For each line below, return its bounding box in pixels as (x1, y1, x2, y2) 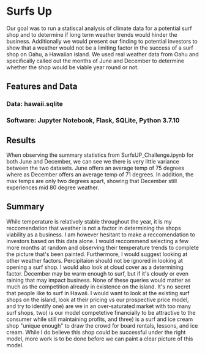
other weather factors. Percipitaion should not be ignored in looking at (6, 257, 183, 264)
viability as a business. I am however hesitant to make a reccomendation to (6, 231, 196, 238)
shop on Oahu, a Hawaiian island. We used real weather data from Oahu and (6, 50, 199, 58)
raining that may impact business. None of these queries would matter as (6, 276, 191, 284)
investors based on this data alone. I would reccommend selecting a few (6, 237, 189, 244)
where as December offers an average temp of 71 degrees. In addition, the (6, 170, 194, 178)
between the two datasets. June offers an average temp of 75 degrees (6, 164, 185, 171)
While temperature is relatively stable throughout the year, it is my (6, 217, 173, 225)
